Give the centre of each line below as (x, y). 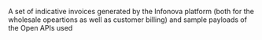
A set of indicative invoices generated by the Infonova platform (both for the (131, 11)
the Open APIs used (41, 28)
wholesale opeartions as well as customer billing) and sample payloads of (128, 20)
